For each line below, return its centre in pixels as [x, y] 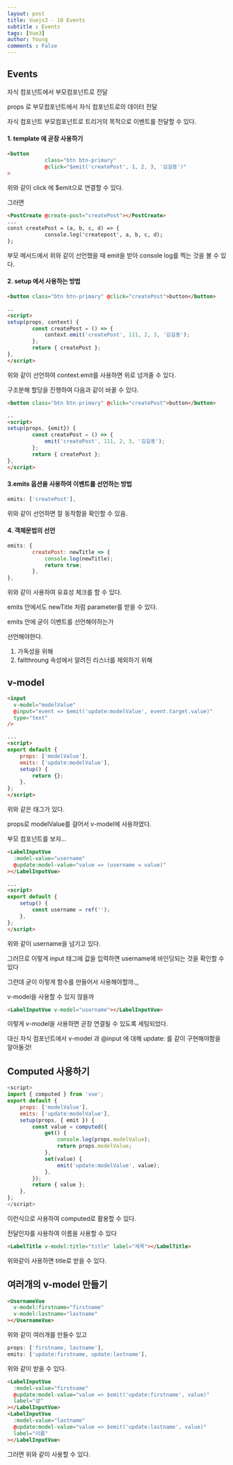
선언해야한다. [25, 637]
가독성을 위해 [35, 651]
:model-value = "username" [49, 858]
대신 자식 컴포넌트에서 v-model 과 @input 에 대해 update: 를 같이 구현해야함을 [114, 1038]
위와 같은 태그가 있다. [36, 809]
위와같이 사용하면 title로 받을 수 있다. [57, 1260]
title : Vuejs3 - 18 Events [46, 20]
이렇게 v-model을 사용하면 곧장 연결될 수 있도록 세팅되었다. [88, 1024]
